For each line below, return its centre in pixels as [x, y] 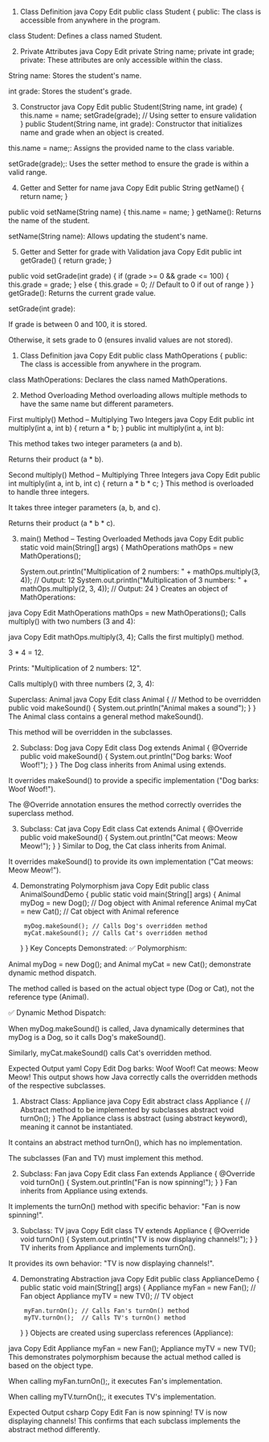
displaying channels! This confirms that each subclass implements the [124, 1421]
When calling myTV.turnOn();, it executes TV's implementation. [112, 1396]
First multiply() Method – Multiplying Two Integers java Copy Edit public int [131, 419]
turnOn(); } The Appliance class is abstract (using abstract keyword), [134, 1118]
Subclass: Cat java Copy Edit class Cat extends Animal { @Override [131, 829]
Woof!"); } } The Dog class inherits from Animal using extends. [123, 765]
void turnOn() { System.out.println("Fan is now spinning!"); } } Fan [128, 1182]
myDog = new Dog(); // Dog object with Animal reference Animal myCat [138, 903]
